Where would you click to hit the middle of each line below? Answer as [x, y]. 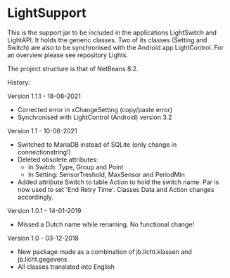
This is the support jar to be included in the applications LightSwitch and [112, 32]
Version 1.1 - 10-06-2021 [42, 131]
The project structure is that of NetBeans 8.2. [73, 68]
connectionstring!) [44, 152]
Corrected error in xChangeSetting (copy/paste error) [95, 109]
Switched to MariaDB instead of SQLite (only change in [97, 144]
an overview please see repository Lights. [68, 55]
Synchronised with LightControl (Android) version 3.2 [95, 117]
